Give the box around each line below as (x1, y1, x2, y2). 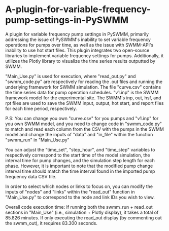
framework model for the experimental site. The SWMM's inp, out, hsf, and (5, 95, 161, 101)
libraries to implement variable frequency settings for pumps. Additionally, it (5, 52, 164, 59)
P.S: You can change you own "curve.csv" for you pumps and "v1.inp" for (5, 115, 159, 121)
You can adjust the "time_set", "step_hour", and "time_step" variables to (5, 146, 155, 152)
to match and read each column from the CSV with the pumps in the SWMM (5, 126, 164, 132)
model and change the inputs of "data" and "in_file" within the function (5, 131, 153, 137)
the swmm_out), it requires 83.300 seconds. (5, 220, 98, 226)
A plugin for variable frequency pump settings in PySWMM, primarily (5, 31, 149, 37)
